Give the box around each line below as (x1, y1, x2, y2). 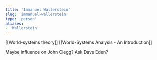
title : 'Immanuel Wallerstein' (5, 7, 71, 12)
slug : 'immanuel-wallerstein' (5, 12, 69, 17)
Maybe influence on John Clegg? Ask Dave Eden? (5, 49, 109, 55)
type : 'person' (5, 16, 37, 21)
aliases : (5, 21, 24, 26)
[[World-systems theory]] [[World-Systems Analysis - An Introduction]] (5, 39, 152, 45)
